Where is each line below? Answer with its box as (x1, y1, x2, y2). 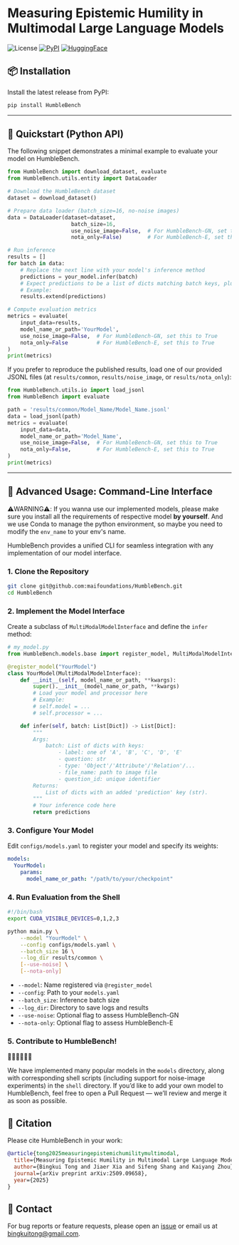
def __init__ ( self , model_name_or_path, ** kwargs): (20, 676, 176, 684)
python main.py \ (7, 928, 59, 935)
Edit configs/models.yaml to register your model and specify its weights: (7, 841, 219, 850)
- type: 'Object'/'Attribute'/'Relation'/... (58, 762, 196, 769)
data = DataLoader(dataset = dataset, (7, 214, 116, 221)
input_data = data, (20, 426, 72, 433)
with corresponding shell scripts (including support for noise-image (7, 1074, 206, 1082)
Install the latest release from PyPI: (7, 88, 110, 96)
